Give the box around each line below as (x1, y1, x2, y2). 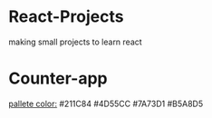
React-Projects (8, 6, 124, 27)
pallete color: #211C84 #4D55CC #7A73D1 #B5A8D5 (8, 98, 204, 109)
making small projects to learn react (8, 36, 142, 47)
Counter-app (8, 68, 108, 89)
